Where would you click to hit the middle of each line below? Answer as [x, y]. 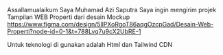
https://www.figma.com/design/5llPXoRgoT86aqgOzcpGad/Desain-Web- [110, 24]
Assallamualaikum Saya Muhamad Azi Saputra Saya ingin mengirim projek [112, 10]
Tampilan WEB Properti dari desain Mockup [69, 17]
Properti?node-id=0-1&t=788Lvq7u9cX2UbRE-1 [74, 31]
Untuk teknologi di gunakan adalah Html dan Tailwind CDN [90, 44]
